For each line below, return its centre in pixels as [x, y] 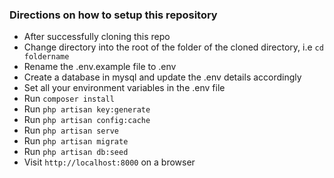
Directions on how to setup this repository [113, 15]
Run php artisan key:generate [87, 109]
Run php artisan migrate [76, 141]
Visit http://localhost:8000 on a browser [109, 162]
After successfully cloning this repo [97, 37]
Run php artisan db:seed [76, 152]
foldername [46, 57]
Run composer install [69, 99]
